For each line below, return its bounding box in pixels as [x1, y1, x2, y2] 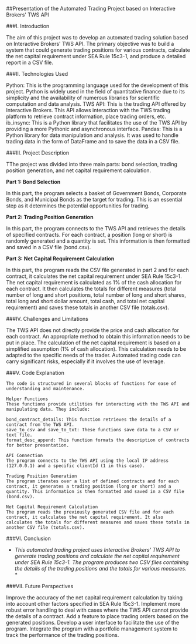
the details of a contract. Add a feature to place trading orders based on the [6, 613, 189, 619]
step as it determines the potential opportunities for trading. [6, 202, 150, 209]
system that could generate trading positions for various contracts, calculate [6, 46, 190, 53]
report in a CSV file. [6, 59, 54, 66]
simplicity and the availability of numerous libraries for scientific [6, 94, 160, 101]
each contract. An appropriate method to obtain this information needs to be [6, 333, 190, 340]
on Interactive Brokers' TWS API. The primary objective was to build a [6, 41, 174, 47]
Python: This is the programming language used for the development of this [6, 82, 189, 89]
